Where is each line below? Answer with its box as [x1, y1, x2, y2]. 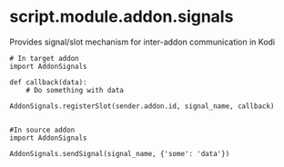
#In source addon [9, 125, 76, 134]
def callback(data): [9, 77, 88, 87]
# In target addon [9, 54, 79, 63]
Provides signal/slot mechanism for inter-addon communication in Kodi [9, 36, 276, 47]
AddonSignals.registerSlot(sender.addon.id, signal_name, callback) [9, 102, 275, 111]
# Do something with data [25, 85, 125, 94]
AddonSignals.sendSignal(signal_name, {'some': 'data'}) [9, 149, 230, 158]
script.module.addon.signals [9, 6, 234, 27]
